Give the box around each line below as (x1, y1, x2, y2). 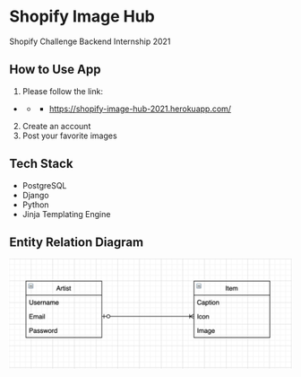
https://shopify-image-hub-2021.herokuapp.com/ (48, 103, 231, 114)
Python (21, 199, 49, 210)
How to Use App (9, 62, 101, 77)
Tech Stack (9, 156, 73, 171)
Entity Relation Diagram (9, 234, 144, 250)
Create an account (21, 120, 91, 131)
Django (21, 189, 49, 200)
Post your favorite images (21, 130, 118, 141)
